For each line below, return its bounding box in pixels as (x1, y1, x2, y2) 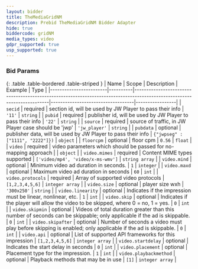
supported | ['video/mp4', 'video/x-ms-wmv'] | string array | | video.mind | (6, 155, 192, 163)
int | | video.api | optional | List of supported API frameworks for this (6, 231, 176, 238)
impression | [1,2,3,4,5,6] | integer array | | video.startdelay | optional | (6, 237, 189, 244)
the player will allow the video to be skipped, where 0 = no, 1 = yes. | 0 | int (6, 199, 190, 207)
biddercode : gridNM (6, 31, 54, 37)
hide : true (6, 25, 33, 31)
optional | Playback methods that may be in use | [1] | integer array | (6, 256, 177, 263)
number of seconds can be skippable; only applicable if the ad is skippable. (6, 212, 190, 219)
